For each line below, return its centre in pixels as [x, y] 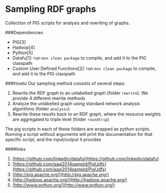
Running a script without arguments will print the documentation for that [79, 134]
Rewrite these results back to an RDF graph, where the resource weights [86, 114]
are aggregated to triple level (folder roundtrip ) [61, 119]
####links [15, 149]
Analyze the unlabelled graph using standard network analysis [76, 103]
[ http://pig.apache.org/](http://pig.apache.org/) [61, 174]
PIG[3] [19, 42]
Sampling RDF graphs [51, 9]
